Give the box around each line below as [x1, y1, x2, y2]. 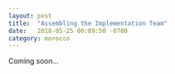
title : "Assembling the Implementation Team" [8, 19, 168, 27]
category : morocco [8, 34, 70, 43]
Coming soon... [8, 56, 59, 66]
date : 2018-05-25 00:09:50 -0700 [8, 27, 128, 35]
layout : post [8, 11, 52, 20]
